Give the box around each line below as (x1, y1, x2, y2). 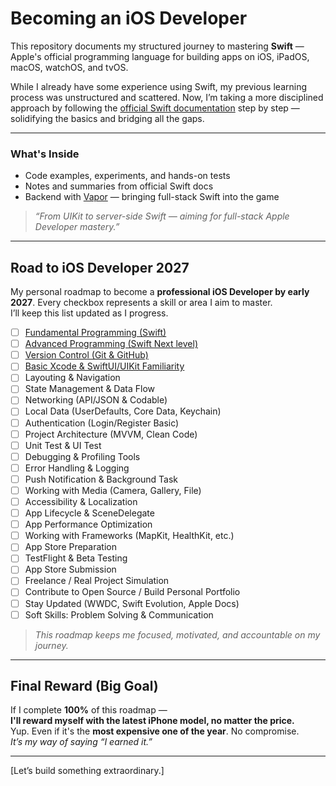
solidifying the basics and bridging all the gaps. (10, 112, 205, 124)
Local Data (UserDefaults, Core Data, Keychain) (24, 405, 222, 417)
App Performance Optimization (24, 518, 153, 531)
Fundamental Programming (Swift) (24, 327, 167, 339)
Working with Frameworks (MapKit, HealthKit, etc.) (24, 530, 235, 542)
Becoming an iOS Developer (10, 7, 248, 30)
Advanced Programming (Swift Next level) (24, 338, 199, 350)
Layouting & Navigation (24, 372, 121, 384)
